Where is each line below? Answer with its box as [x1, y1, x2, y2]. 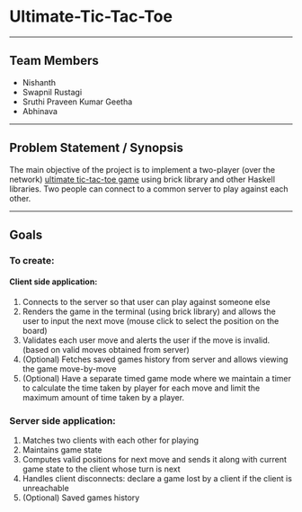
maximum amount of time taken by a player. [22, 392, 185, 403]
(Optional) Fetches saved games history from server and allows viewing [22, 354, 289, 365]
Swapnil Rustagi [22, 86, 83, 97]
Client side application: [9, 276, 98, 287]
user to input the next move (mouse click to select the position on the [22, 316, 280, 327]
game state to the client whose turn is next [22, 463, 182, 474]
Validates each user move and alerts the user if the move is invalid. [22, 335, 271, 346]
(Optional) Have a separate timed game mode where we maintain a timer [22, 373, 292, 384]
